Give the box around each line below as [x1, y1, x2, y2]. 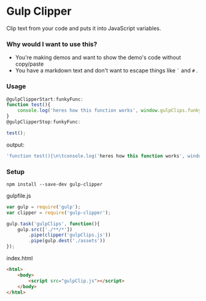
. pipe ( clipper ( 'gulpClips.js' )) [28, 232, 112, 238]
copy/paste [15, 60, 44, 68]
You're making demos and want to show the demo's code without [15, 54, 181, 61]
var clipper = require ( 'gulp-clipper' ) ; [6, 210, 112, 216]
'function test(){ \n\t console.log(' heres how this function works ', [6, 153, 185, 159]
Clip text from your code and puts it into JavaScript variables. [6, 25, 161, 32]
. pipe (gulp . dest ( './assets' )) [28, 238, 105, 244]
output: [6, 141, 25, 148]
